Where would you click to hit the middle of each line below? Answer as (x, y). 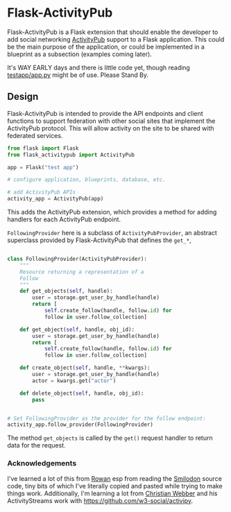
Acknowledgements (42, 463)
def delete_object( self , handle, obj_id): (82, 393)
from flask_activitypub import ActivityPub (71, 155)
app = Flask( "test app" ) (43, 167)
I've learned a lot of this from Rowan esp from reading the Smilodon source (114, 478)
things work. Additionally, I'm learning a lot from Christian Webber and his (112, 493)
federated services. (35, 135)
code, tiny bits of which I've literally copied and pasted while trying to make (115, 486)
